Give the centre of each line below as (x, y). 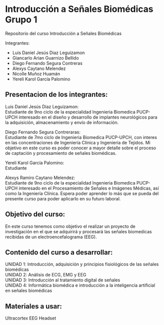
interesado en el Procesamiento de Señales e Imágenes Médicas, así (89, 188)
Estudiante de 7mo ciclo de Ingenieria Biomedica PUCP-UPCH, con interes (81, 137)
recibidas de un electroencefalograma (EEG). (51, 237)
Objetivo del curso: (35, 214)
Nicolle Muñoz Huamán (36, 73)
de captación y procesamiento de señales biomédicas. (61, 153)
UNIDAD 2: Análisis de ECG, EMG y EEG (46, 275)
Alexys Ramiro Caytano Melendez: (40, 178)
